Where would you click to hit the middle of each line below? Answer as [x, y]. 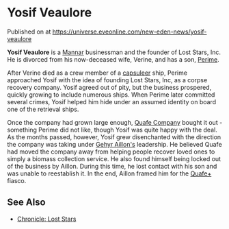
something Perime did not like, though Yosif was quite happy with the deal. [112, 130]
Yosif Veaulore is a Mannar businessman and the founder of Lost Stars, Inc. [114, 52]
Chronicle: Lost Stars [46, 219]
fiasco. [17, 180]
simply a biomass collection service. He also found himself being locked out [114, 158]
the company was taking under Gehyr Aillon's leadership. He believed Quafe [114, 144]
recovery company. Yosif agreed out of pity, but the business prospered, [109, 87]
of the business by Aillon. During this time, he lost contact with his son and [112, 166]
